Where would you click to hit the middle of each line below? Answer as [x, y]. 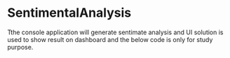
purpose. [20, 47]
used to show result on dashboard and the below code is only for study [110, 39]
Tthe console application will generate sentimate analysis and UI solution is [115, 32]
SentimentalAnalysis [69, 13]
